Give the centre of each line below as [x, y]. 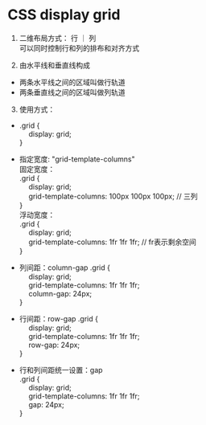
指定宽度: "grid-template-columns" [77, 159]
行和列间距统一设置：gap [61, 370]
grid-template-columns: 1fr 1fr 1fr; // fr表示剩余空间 [112, 242]
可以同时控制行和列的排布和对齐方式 [79, 48]
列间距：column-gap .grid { [64, 268]
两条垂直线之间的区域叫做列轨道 [72, 92]
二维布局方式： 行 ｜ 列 [58, 38]
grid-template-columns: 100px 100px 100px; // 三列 [113, 196]
